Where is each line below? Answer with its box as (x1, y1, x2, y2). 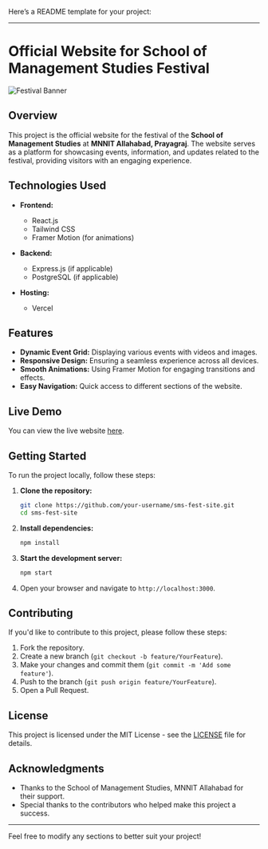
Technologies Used (8, 179, 106, 193)
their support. (19, 791, 65, 801)
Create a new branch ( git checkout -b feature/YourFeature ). (19, 651, 223, 661)
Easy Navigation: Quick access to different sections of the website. (19, 382, 242, 391)
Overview (8, 109, 58, 122)
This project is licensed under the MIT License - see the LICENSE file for (8, 730, 246, 739)
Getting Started (8, 449, 87, 463)
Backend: (19, 248, 53, 258)
